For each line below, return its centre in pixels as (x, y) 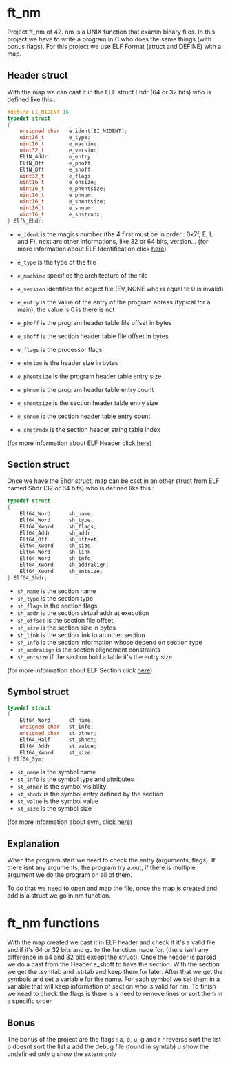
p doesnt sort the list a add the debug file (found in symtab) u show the (108, 1046)
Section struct (39, 464)
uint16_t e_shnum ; (57, 208)
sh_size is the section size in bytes (66, 628)
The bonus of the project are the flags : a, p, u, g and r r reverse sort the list (114, 1039)
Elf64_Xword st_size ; (57, 752)
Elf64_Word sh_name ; (57, 514)
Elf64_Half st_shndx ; (58, 740)
